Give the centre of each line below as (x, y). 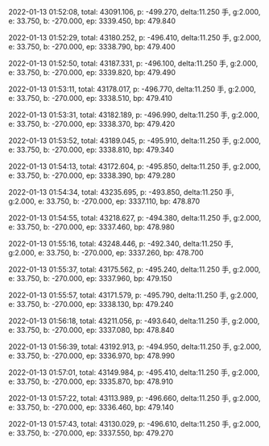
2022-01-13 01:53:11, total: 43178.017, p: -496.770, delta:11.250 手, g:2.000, (132, 89)
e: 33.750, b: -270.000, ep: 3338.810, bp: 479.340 (91, 149)
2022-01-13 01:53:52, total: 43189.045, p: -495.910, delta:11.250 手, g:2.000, (135, 141)
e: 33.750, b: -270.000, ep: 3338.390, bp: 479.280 (92, 175)
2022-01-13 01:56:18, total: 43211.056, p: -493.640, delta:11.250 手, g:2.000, (134, 321)
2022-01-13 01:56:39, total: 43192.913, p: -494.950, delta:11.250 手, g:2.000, (135, 347)
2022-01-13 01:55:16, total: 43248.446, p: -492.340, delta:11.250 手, (121, 244)
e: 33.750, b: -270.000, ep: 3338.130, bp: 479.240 (91, 304)
